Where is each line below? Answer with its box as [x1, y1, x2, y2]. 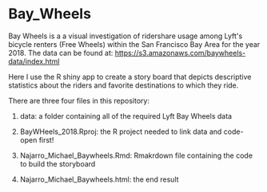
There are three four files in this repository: [8, 96, 150, 105]
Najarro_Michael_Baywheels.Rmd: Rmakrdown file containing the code [19, 151, 253, 160]
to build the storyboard [19, 159, 96, 168]
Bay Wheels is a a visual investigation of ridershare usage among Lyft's [8, 31, 243, 41]
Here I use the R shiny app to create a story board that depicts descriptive [8, 72, 252, 81]
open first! [19, 135, 54, 144]
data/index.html [8, 57, 60, 66]
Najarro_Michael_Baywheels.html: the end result [19, 174, 179, 184]
